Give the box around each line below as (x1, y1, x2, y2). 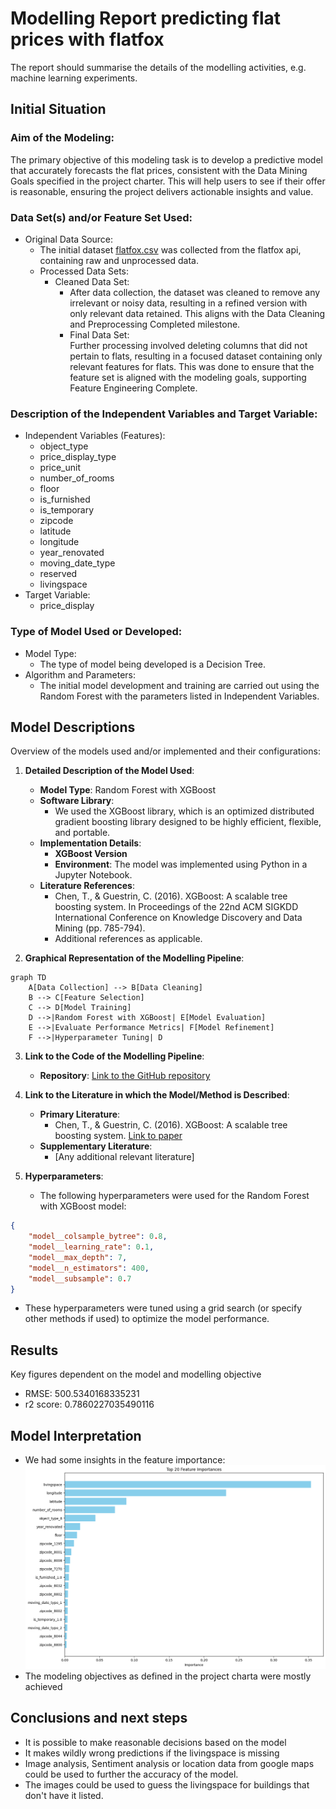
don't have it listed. (24, 1789, 104, 1801)
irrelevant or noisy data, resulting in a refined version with (69, 297, 308, 309)
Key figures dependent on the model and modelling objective (10, 1368, 262, 1381)
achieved (24, 1680, 63, 1692)
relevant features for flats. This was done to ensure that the (69, 360, 315, 372)
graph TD (10, 973, 47, 983)
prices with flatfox (10, 28, 165, 51)
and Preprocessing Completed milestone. (69, 318, 241, 330)
